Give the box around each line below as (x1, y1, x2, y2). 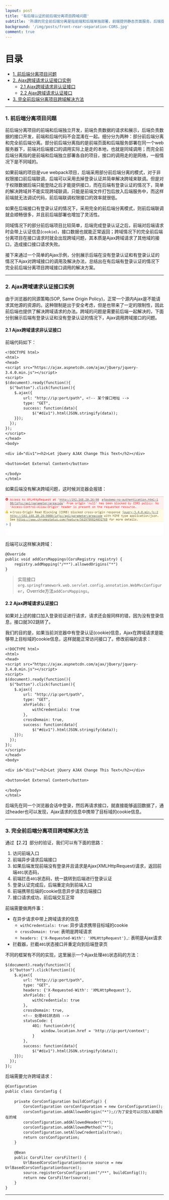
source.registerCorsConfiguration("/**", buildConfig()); (23, 1170, 147, 1175)
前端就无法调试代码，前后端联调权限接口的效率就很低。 (5, 195, 120, 201)
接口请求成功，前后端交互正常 (12, 894, 74, 900)
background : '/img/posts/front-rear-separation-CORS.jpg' (5, 24, 129, 29)
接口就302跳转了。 (14, 618, 54, 625)
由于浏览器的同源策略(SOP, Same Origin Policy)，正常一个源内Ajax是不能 (5, 296, 156, 302)
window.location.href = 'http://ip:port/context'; (41, 1028, 150, 1034)
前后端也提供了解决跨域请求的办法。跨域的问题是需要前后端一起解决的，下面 (5, 308, 164, 314)
